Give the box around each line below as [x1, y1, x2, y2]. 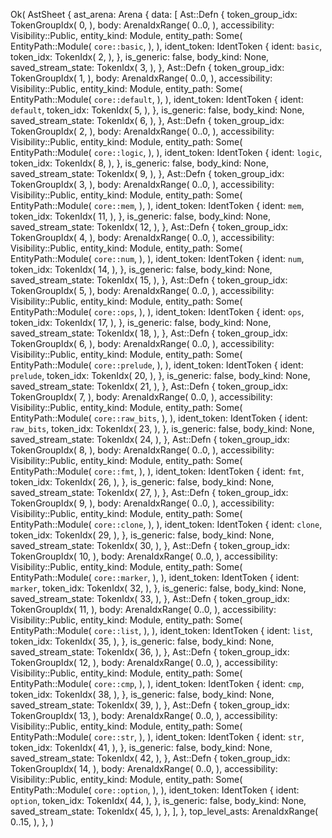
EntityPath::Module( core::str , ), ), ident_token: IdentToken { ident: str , [10, 731, 305, 743]
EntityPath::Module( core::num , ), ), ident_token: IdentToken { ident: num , [10, 253, 305, 264]
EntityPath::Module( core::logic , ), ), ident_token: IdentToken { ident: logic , [10, 147, 323, 158]
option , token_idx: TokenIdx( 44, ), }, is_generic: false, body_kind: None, [10, 795, 307, 806]
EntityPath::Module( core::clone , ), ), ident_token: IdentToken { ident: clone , [10, 519, 323, 530]
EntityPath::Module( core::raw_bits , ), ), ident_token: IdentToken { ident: [10, 412, 308, 424]
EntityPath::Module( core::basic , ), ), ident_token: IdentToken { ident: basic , [10, 40, 323, 52]
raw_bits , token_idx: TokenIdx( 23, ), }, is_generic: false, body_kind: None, [10, 423, 315, 434]
